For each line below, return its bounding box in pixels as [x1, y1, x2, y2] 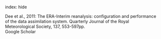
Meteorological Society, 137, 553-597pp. [5, 24, 86, 29]
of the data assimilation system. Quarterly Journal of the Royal [5, 19, 130, 24]
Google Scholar [5, 29, 36, 34]
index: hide [5, 4, 28, 10]
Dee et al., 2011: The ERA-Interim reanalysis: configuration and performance [5, 13, 156, 19]
